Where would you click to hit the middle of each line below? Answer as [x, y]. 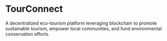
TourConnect [34, 9]
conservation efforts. [27, 34]
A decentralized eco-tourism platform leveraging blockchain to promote [81, 23]
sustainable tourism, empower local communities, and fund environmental [83, 28]
